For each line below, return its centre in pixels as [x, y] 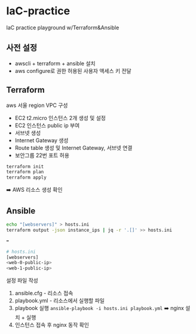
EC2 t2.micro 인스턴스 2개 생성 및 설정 [60, 118]
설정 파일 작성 [22, 281]
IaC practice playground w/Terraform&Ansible [63, 27]
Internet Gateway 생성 [42, 140]
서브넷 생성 [28, 133]
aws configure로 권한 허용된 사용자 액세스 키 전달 [73, 71]
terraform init [25, 166]
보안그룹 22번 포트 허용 [42, 155]
